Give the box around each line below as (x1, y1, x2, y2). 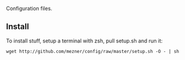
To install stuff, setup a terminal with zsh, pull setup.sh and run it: (6, 37, 163, 44)
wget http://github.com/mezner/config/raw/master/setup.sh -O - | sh (6, 48, 180, 54)
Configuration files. (6, 5, 53, 12)
